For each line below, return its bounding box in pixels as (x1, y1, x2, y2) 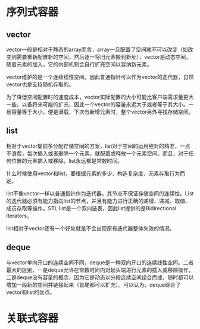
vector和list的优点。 (6, 289, 55, 296)
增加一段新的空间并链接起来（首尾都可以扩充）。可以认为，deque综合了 (6, 281, 181, 288)
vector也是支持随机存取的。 (6, 81, 74, 88)
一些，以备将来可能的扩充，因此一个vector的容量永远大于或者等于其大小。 (6, 101, 189, 107)
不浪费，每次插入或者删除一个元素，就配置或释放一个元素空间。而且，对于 (6, 150, 189, 157)
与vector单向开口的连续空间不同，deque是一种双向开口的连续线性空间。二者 (6, 259, 194, 266)
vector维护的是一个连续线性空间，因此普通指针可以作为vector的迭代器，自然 (6, 74, 194, 80)
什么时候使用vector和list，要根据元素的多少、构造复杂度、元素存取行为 (6, 170, 180, 177)
